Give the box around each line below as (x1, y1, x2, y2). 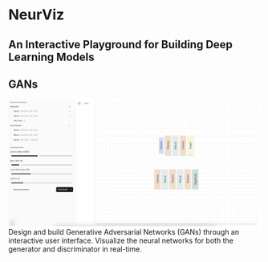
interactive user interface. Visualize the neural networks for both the (8, 235, 234, 245)
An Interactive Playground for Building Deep (8, 38, 233, 51)
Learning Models (8, 50, 95, 63)
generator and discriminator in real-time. (8, 244, 143, 254)
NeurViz (8, 6, 65, 24)
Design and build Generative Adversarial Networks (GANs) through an (8, 227, 240, 236)
